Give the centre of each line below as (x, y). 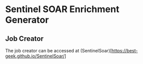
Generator (27, 20)
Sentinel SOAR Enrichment (62, 9)
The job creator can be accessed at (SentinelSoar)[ (59, 51)
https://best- (125, 51)
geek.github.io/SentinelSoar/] (36, 56)
